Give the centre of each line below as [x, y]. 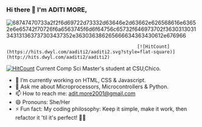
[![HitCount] [153, 47]
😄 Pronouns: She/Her [43, 102]
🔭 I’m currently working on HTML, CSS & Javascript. [80, 80]
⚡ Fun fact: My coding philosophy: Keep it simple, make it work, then [101, 109]
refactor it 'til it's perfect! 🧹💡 [50, 118]
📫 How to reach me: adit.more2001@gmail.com [75, 94]
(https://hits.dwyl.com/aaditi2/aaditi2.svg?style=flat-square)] [91, 52]
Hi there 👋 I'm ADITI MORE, [47, 10]
